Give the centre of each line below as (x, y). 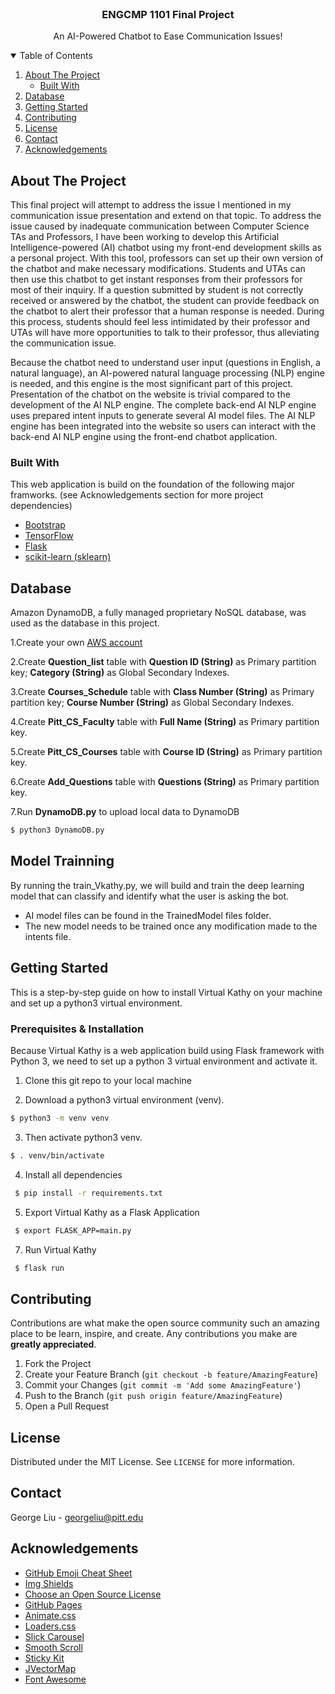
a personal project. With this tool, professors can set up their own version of (167, 258)
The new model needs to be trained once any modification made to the (171, 926)
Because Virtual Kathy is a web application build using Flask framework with (167, 1051)
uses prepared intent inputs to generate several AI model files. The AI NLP (163, 416)
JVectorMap (50, 1668)
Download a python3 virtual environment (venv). (124, 1100)
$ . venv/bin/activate (57, 1155)
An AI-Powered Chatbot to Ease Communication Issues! (168, 36)
